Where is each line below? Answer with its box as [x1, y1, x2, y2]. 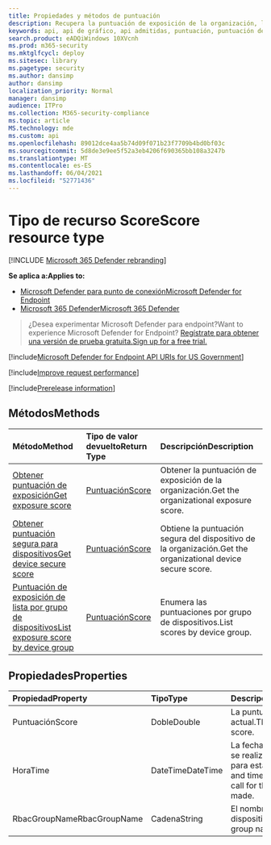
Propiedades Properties [8, 669, 127, 683]
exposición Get [12, 489, 67, 501]
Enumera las [160, 596, 207, 607]
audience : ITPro [8, 102, 63, 110]
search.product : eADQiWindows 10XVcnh [8, 34, 139, 43]
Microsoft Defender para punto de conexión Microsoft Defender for [19, 286, 242, 296]
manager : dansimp [8, 94, 67, 102]
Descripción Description [160, 440, 254, 452]
